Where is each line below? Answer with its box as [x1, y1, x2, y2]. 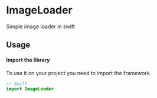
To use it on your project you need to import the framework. [6, 69, 152, 76]
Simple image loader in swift [6, 23, 75, 30]
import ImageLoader [6, 86, 54, 92]
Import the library [6, 56, 50, 63]
